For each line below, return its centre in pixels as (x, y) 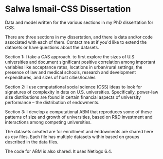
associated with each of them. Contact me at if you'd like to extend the (76, 42)
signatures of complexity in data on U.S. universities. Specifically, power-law (82, 92)
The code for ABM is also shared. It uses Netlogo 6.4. (59, 151)
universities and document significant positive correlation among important (80, 62)
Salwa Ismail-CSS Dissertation (68, 9)
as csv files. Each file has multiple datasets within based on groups (72, 137)
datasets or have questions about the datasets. (52, 47)
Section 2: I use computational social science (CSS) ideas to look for (74, 87)
